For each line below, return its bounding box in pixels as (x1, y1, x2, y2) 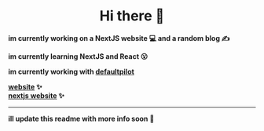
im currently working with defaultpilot (8, 67, 135, 76)
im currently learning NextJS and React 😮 (8, 51, 148, 61)
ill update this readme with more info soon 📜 (8, 114, 155, 123)
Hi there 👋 (99, 7, 165, 25)
